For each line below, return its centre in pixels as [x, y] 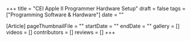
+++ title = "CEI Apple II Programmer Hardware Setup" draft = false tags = [96, 8]
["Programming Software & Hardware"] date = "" [65, 15]
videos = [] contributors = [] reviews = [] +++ [61, 32]
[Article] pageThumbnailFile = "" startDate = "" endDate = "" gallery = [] [93, 26]
